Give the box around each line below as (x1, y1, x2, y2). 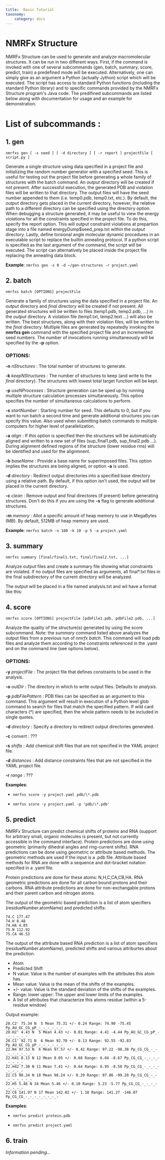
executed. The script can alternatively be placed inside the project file (5, 247, 147, 253)
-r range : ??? (5, 772, 33, 778)
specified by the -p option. (5, 340, 59, 346)
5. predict (5, 815, 36, 823)
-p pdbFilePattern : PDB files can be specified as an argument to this (5, 693, 145, 699)
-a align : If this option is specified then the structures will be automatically (5, 433, 157, 439)
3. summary (5, 542, 43, 550)
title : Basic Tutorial (5, 7, 55, 12)
